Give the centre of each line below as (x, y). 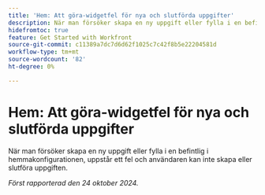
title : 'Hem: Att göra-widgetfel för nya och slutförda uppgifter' (121, 15)
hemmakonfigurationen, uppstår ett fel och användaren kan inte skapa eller (130, 159)
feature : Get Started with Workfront (70, 37)
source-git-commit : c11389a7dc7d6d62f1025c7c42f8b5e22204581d (112, 45)
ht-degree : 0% (32, 67)
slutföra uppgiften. (38, 167)
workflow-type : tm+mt (44, 52)
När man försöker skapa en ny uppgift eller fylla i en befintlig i (108, 151)
